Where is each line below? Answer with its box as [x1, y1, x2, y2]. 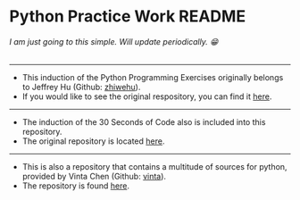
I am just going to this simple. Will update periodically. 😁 [9, 36, 219, 46]
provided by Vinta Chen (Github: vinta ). [21, 171, 167, 182]
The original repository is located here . [21, 136, 165, 146]
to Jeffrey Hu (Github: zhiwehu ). [21, 82, 141, 93]
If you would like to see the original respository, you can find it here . [21, 91, 272, 102]
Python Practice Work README [9, 6, 246, 27]
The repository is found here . [21, 180, 129, 191]
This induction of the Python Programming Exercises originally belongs [21, 72, 284, 83]
